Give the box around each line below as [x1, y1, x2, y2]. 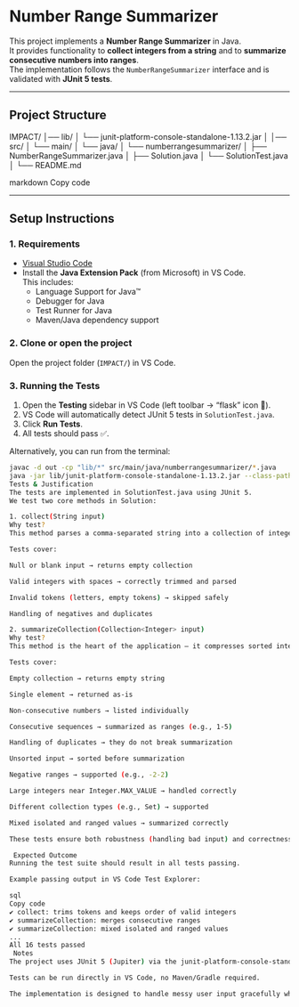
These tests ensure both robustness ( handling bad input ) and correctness [9, 834, 293, 843]
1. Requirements [9, 238, 81, 250]
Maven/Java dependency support [35, 314, 159, 326]
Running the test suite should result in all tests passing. [9, 859, 241, 868]
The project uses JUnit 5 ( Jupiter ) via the [9, 957, 177, 967]
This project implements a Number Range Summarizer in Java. [9, 36, 242, 46]
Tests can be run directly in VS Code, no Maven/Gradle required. [9, 973, 261, 983]
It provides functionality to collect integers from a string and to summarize [9, 45, 287, 55]
